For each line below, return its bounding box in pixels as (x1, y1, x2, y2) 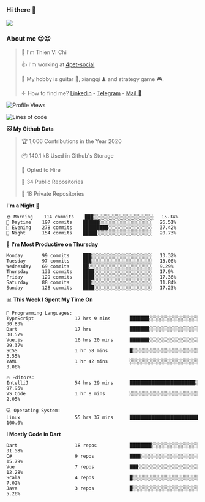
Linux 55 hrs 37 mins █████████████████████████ (6, 414, 199, 420)
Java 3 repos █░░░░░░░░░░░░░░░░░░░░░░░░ (6, 485, 199, 492)
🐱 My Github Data (6, 125, 54, 133)
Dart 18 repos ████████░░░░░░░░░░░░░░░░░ (6, 442, 199, 449)
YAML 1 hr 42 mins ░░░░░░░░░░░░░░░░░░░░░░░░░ (6, 358, 199, 365)
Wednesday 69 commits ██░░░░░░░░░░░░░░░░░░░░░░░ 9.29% (6, 263, 174, 269)
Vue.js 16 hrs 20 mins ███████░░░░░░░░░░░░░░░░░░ (6, 337, 199, 343)
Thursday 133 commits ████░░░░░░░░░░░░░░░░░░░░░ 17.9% (6, 268, 174, 275)
